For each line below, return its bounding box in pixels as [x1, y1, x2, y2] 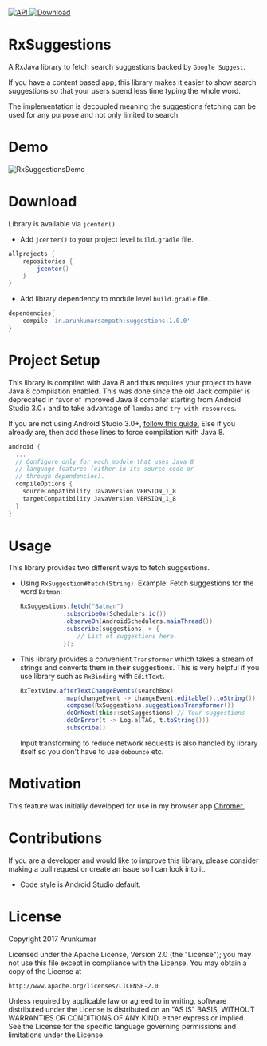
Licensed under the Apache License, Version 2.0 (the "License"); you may [8, 949, 252, 959]
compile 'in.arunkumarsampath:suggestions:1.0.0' [22, 317, 191, 325]
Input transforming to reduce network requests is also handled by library [19, 738, 258, 748]
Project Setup [8, 352, 101, 369]
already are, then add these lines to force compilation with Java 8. [8, 427, 225, 437]
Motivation [8, 775, 82, 793]
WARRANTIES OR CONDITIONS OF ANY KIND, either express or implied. [8, 1012, 245, 1023]
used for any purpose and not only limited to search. [8, 110, 181, 119]
